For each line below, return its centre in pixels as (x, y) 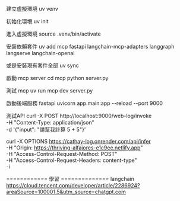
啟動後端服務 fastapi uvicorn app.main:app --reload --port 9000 (85, 103)
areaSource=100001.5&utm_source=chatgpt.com (66, 192)
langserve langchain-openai (40, 53)
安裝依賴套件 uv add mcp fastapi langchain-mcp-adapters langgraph (90, 47)
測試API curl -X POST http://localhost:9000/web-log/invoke (79, 116)
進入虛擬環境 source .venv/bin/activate (53, 34)
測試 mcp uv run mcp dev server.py (50, 90)
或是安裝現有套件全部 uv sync (42, 65)
